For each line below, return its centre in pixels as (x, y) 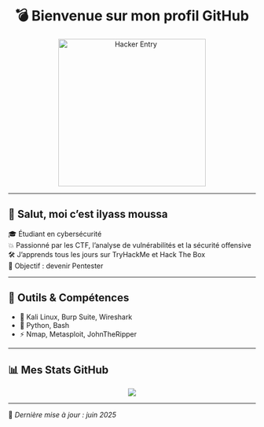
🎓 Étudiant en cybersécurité (55, 234)
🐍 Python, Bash (44, 325)
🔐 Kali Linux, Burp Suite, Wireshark (76, 317)
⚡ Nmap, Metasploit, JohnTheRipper (78, 334)
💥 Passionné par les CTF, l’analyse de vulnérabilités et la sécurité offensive (130, 245)
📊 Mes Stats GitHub (59, 370)
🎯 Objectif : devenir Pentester (56, 266)
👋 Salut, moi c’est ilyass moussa (88, 214)
